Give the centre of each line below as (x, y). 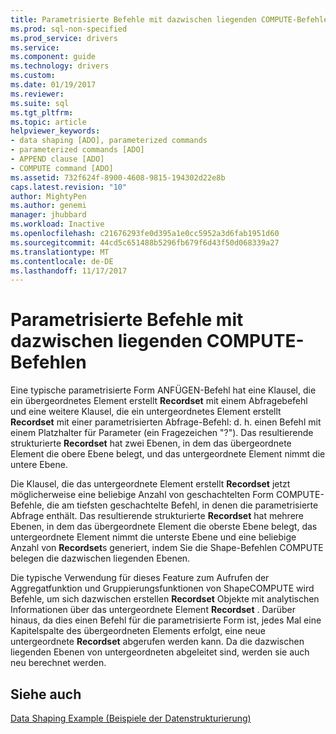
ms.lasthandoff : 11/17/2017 (69, 271)
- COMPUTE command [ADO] (62, 168)
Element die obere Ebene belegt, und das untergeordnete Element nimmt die (168, 454)
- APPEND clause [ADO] (57, 159)
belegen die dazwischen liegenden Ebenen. (100, 558)
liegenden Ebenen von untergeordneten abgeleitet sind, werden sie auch (160, 652)
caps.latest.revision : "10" (69, 187)
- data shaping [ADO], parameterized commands (109, 141)
